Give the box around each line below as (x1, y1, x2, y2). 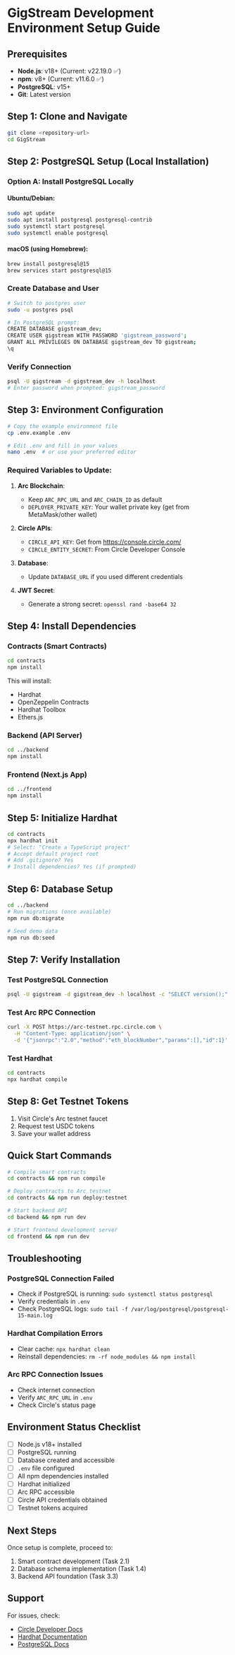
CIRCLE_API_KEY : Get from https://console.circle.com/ (27, 537, 182, 546)
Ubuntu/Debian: (7, 194, 55, 203)
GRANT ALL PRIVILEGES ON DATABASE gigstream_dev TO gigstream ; (7, 339, 197, 346)
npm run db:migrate (7, 914, 65, 922)
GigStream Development (7, 5, 154, 21)
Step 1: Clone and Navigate (7, 111, 128, 123)
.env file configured (17, 1464, 75, 1472)
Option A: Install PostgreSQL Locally (7, 177, 134, 186)
